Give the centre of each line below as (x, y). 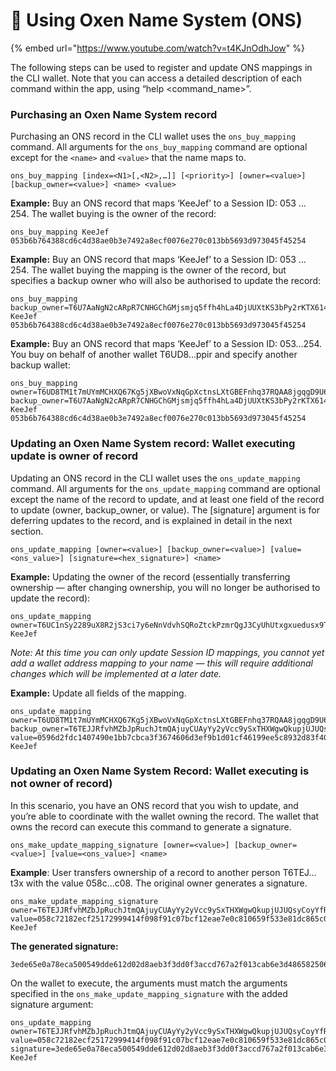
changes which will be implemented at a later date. (116, 673)
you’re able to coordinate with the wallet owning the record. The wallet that (165, 816)
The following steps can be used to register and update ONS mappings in (161, 67)
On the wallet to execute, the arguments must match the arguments (149, 983)
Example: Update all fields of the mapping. (98, 693)
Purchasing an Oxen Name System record (114, 114)
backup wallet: (40, 365)
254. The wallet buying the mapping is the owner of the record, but (148, 270)
